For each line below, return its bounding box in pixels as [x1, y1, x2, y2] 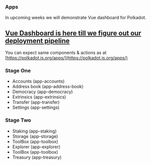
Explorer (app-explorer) [12, 144, 61, 150]
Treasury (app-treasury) [12, 154, 62, 160]
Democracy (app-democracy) [12, 89, 73, 95]
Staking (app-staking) [12, 128, 57, 134]
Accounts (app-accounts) [12, 78, 65, 84]
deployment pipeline [5, 36, 70, 45]
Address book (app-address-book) [12, 84, 84, 90]
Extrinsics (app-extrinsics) [12, 94, 67, 100]
